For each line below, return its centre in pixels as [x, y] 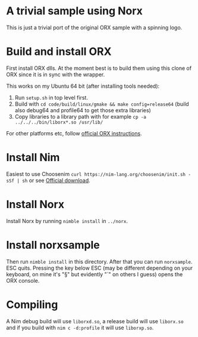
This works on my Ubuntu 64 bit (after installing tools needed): [83, 86]
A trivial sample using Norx [74, 11]
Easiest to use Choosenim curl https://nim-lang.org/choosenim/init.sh [96, 174]
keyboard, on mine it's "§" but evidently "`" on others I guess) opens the [95, 274]
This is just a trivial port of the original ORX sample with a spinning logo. [94, 27]
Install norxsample [53, 245]
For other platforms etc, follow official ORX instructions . [74, 133]
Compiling [32, 304]
